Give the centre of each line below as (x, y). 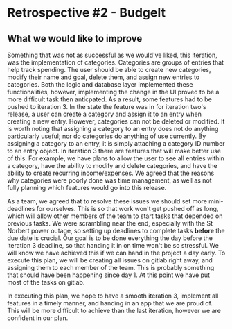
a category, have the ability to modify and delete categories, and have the (112, 166)
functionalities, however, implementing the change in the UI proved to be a (113, 92)
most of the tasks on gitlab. (46, 282)
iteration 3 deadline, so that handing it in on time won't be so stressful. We (113, 245)
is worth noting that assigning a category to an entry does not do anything (113, 129)
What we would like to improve (75, 39)
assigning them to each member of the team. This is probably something (111, 268)
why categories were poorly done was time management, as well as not (110, 180)
